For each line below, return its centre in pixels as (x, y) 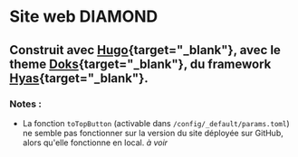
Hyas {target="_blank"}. (79, 78)
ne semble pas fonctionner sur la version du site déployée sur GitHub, (153, 133)
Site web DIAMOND (84, 17)
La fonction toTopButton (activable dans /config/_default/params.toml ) (156, 123)
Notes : (26, 104)
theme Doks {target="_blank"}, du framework (140, 64)
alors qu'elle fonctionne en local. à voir (95, 143)
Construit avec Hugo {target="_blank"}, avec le (145, 50)
